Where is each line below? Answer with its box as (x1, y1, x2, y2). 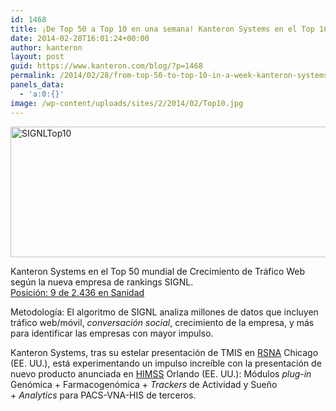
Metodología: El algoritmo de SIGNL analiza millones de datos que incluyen (10, 306, 319, 318)
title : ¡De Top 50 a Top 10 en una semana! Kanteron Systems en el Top (10, 24, 315, 34)
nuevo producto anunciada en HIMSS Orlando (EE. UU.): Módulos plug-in (10, 367, 312, 380)
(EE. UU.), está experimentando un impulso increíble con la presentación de (10, 357, 322, 369)
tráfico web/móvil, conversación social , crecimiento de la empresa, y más (10, 316, 315, 328)
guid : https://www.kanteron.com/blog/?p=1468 (10, 61, 203, 71)
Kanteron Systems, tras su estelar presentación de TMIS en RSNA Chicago (10, 346, 319, 358)
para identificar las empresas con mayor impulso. (10, 327, 214, 339)
